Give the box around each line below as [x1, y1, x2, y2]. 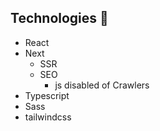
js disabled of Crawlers [54, 79, 150, 91]
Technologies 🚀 [10, 10, 109, 27]
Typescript [24, 89, 70, 101]
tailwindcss [24, 111, 72, 123]
